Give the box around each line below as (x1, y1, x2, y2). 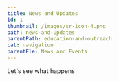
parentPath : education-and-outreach (7, 36, 112, 42)
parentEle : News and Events (7, 49, 88, 55)
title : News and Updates (7, 10, 78, 17)
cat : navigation (7, 42, 54, 49)
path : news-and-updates (7, 29, 76, 36)
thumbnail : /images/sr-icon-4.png (7, 23, 107, 29)
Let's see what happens (7, 66, 76, 75)
